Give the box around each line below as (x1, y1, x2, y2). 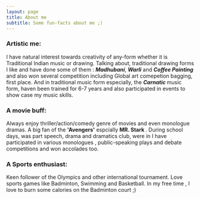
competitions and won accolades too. (6, 145, 99, 152)
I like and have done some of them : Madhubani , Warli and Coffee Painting (6, 66, 193, 73)
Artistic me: (6, 39, 41, 48)
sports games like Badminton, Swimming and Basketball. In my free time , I (6, 180, 190, 187)
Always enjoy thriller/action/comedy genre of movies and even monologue (6, 120, 190, 127)
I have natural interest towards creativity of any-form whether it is (6, 53, 168, 60)
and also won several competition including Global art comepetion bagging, (6, 72, 193, 79)
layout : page (6, 8, 39, 15)
